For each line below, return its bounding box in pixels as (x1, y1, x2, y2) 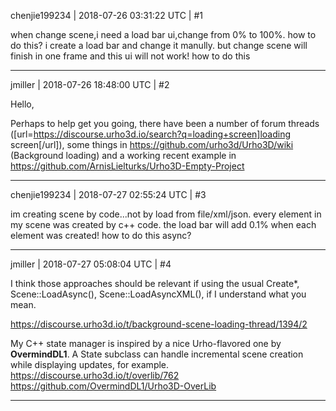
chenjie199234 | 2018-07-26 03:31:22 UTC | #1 (10, 10, 204, 21)
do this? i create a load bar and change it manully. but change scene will (10, 40, 308, 51)
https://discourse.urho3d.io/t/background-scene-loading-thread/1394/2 (10, 318, 308, 330)
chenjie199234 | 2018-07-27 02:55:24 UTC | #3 (10, 189, 207, 200)
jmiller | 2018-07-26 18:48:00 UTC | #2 (10, 79, 170, 90)
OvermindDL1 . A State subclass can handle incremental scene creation (10, 348, 304, 360)
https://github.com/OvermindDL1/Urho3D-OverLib (10, 380, 217, 392)
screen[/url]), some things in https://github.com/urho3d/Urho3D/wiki (10, 139, 294, 150)
